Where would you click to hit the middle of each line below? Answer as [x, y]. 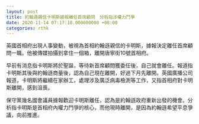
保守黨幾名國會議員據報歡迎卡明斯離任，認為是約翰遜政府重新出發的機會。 [97, 100]
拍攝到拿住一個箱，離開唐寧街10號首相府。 [99, 53]
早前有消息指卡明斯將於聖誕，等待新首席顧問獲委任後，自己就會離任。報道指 [99, 66]
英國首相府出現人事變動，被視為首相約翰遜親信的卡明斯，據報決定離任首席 [97, 45]
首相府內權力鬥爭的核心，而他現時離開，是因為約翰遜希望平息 [112, 107]
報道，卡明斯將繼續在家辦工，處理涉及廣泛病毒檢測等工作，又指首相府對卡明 [99, 80]
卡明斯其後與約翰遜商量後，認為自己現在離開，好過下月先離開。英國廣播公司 [99, 73]
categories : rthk [28, 28]
